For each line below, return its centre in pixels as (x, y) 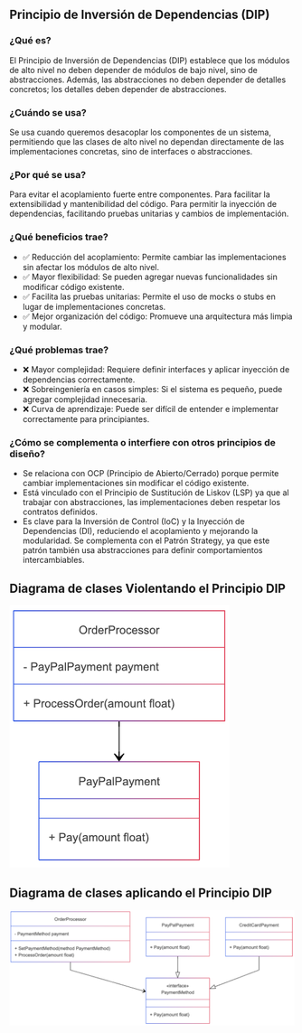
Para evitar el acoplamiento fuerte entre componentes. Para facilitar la (140, 194)
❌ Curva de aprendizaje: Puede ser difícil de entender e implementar (150, 409)
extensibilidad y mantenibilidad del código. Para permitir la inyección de (143, 204)
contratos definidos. (60, 512)
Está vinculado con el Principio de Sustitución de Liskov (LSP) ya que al (156, 493)
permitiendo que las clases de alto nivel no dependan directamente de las (147, 141)
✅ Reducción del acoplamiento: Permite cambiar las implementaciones (154, 257)
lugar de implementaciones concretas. (94, 306)
